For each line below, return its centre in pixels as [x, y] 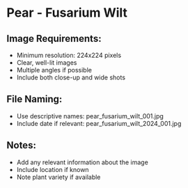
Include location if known [53, 169]
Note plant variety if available [58, 177]
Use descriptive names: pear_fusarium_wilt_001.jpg [90, 116]
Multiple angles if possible [54, 70]
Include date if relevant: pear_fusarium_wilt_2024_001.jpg [99, 123]
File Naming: [34, 99]
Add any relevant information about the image [83, 162]
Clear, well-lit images [47, 63]
